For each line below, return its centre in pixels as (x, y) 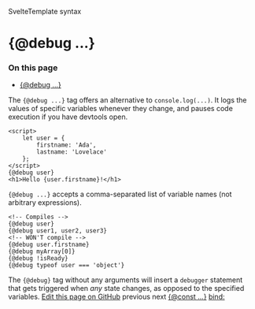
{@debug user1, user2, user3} (58, 231)
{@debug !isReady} (38, 259)
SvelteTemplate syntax (45, 11)
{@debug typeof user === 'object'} (67, 266)
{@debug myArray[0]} (42, 251)
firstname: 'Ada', (67, 145)
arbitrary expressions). (45, 203)
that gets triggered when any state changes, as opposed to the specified (126, 289)
